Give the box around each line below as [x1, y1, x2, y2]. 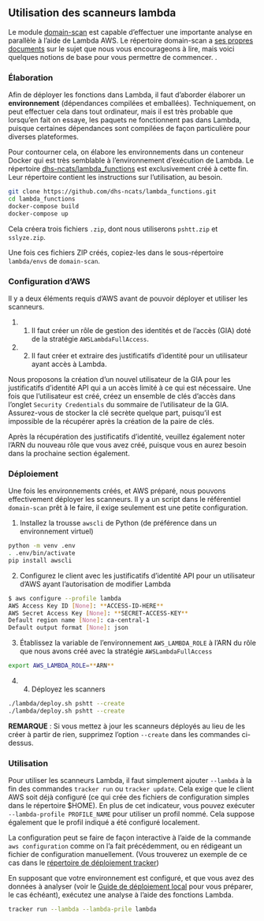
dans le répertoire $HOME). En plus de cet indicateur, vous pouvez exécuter [8, 801, 255, 811]
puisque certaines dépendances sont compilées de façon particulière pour [8, 124, 251, 133]
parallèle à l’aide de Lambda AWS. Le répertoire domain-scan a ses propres [8, 36, 254, 45]
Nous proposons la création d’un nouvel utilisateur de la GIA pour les [8, 374, 231, 384]
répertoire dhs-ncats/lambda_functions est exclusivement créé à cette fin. [8, 164, 249, 174]
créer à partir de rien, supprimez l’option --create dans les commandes [8, 729, 240, 739]
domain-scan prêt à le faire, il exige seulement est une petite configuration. [8, 503, 248, 512]
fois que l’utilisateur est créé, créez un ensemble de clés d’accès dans [8, 391, 236, 401]
